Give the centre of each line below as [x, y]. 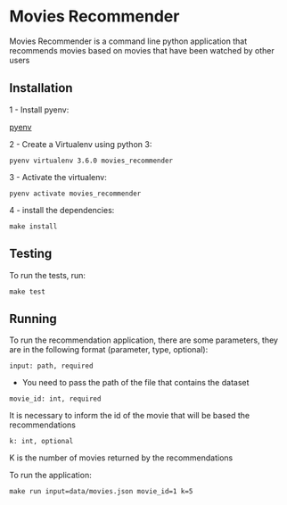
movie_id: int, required [55, 399]
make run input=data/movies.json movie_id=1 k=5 [101, 492]
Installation [41, 88]
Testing [31, 254]
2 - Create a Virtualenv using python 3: [81, 144]
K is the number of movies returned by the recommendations [121, 458]
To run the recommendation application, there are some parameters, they [144, 340]
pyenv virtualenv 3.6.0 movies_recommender [91, 161]
